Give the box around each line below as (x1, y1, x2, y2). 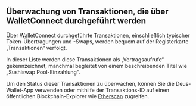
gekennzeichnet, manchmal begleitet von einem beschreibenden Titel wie (6, 62, 188, 69)
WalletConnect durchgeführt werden (6, 16, 147, 26)
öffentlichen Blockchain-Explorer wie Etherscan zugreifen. (6, 92, 150, 99)
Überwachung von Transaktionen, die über (6, 7, 169, 17)
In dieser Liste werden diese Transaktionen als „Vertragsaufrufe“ (6, 55, 164, 63)
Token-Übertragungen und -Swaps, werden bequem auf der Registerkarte (6, 38, 189, 45)
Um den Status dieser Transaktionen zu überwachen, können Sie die (6, 80, 175, 87)
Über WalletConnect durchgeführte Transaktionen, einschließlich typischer (6, 32, 190, 39)
